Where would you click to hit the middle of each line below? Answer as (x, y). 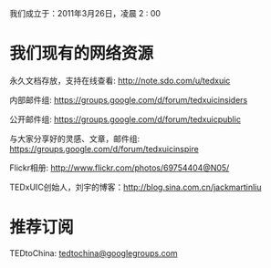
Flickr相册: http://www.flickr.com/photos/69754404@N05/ (120, 168)
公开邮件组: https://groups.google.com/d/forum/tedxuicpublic (125, 119)
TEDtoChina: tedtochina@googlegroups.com (94, 253)
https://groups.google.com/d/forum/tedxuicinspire (104, 149)
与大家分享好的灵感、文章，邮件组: (75, 139)
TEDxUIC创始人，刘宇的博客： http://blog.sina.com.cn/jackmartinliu (135, 187)
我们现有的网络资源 (82, 54)
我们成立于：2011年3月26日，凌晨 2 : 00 (85, 13)
